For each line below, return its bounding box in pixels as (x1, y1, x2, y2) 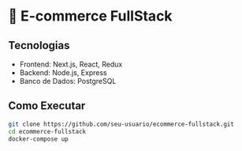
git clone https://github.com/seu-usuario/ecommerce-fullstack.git (8, 120, 235, 128)
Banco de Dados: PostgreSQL (19, 77, 117, 85)
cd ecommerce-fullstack (8, 127, 87, 135)
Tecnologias (8, 39, 70, 52)
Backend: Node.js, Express (19, 68, 108, 77)
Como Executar (8, 99, 86, 113)
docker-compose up (8, 134, 69, 143)
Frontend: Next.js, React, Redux (19, 59, 123, 69)
